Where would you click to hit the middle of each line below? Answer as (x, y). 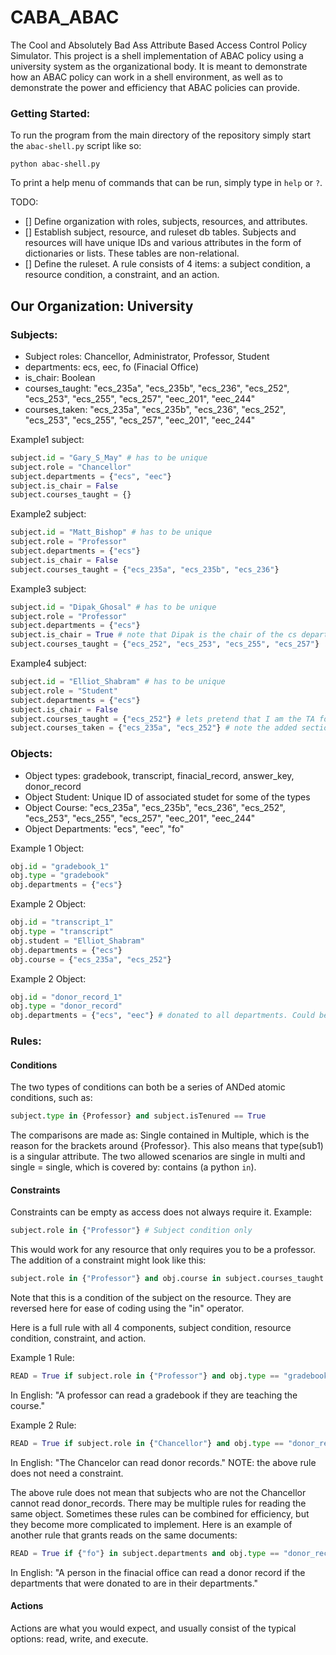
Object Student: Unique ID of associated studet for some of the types (167, 797)
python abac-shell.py (55, 164)
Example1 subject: (47, 439)
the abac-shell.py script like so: (76, 146)
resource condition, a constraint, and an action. (122, 275)
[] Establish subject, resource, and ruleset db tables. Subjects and (160, 232)
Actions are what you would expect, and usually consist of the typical (153, 1628)
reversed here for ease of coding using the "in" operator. (127, 1308)
